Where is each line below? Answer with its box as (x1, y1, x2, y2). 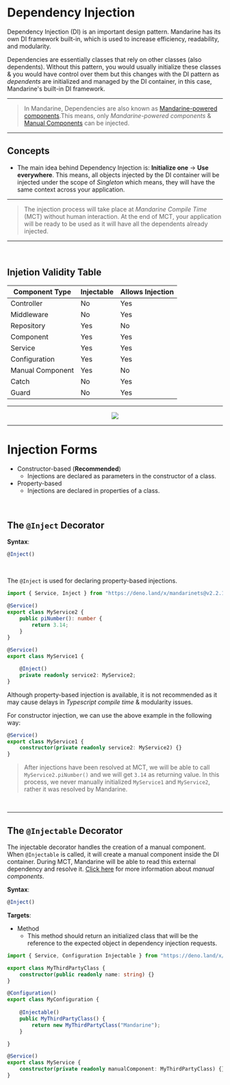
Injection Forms (7, 441, 98, 457)
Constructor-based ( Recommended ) (16, 465, 121, 473)
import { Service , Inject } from (7, 590, 103, 597)
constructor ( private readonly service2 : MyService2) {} (19, 745, 183, 751)
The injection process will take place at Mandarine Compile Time (23, 205, 207, 213)
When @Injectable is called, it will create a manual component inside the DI (7, 850, 219, 859)
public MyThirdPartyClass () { (19, 1015, 106, 1022)
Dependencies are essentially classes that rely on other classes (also (7, 55, 202, 63)
